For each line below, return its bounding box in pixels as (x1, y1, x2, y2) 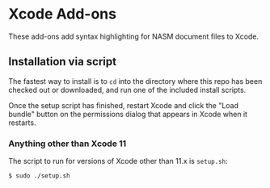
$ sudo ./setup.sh (8, 172, 70, 180)
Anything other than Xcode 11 (8, 138, 127, 149)
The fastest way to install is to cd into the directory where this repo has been (8, 76, 263, 86)
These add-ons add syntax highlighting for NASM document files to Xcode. (8, 31, 259, 41)
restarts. (8, 118, 36, 127)
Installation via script (8, 55, 117, 69)
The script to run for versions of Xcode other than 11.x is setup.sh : (8, 157, 228, 166)
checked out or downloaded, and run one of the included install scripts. (8, 85, 247, 94)
